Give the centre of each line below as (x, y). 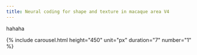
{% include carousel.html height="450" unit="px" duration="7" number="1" (99, 40)
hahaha (16, 28)
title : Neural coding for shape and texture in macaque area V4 (88, 12)
